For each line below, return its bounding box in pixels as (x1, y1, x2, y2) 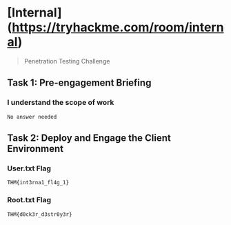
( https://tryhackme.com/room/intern (7, 19, 224, 35)
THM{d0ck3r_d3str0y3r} (7, 211, 72, 218)
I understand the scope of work (7, 98, 114, 108)
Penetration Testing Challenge (23, 57, 110, 65)
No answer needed (7, 113, 57, 120)
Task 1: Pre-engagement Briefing (7, 77, 152, 89)
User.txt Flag (7, 164, 52, 173)
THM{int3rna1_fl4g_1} (7, 179, 70, 186)
